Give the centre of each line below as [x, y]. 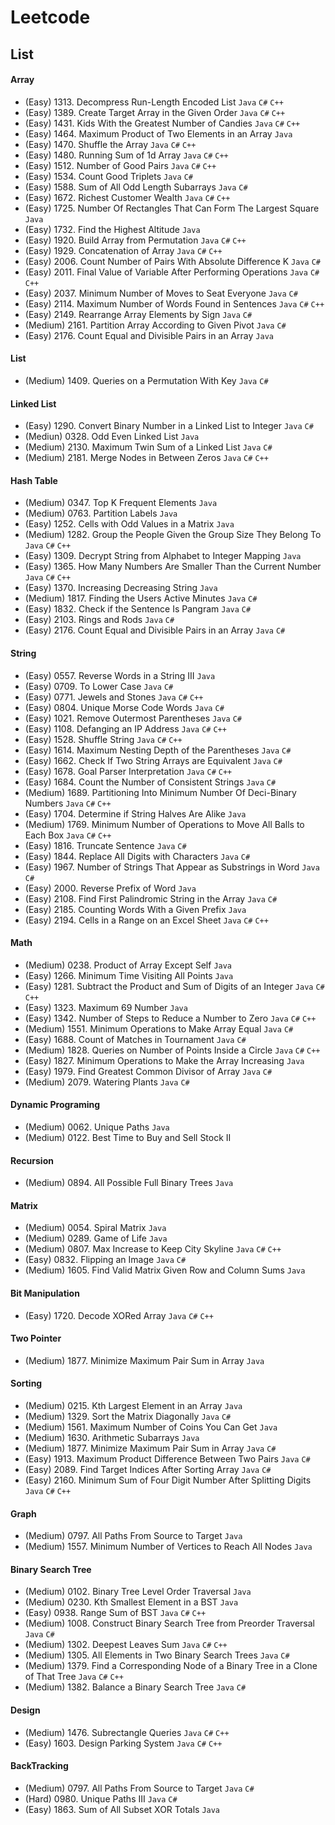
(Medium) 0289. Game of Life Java [96, 1238]
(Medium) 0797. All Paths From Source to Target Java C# [139, 1788]
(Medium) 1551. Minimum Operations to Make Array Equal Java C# [159, 1028]
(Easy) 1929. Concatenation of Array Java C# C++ [123, 250]
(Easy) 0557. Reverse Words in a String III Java [120, 675]
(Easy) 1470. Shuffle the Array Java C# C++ [110, 144]
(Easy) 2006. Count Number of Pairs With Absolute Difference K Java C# [172, 261]
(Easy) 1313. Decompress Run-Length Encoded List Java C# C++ [154, 102]
